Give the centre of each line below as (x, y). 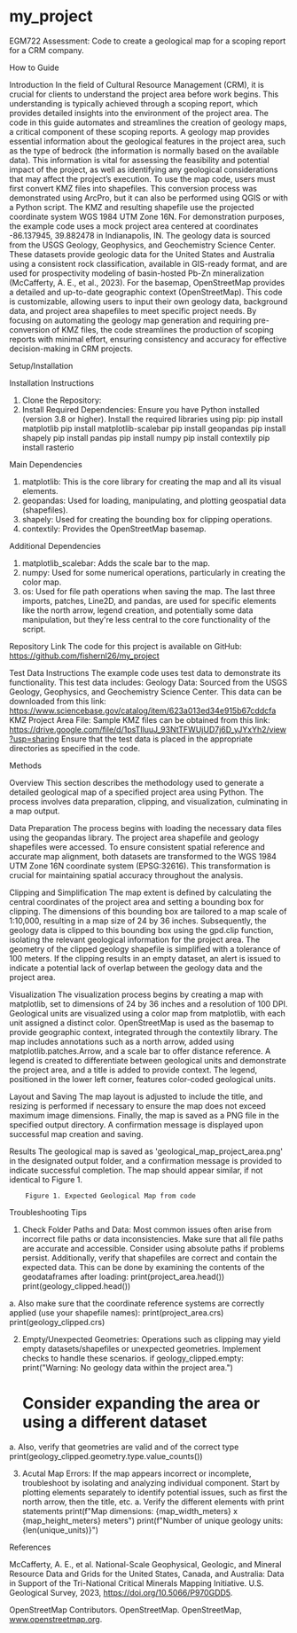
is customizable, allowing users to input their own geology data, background (148, 301)
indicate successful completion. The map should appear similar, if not (136, 1170)
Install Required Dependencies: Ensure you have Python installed (141, 409)
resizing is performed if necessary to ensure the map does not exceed (137, 1105)
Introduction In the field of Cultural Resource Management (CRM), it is (137, 84)
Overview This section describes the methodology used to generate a (137, 782)
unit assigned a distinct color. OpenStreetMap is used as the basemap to (142, 1023)
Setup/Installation (41, 365)
